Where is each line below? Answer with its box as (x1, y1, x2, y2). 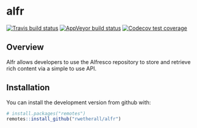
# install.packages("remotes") (6, 110, 86, 116)
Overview (6, 42, 45, 52)
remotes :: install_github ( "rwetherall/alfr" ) (6, 116, 121, 123)
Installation (6, 82, 50, 93)
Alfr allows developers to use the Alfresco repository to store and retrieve (6, 58, 191, 65)
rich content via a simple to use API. (6, 65, 96, 72)
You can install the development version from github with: (6, 99, 151, 106)
